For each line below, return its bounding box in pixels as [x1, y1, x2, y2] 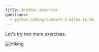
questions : [5, 12, 28, 17]
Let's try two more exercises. [5, 31, 66, 37]
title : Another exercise [5, 7, 58, 13]
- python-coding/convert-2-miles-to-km [10, 17, 94, 22]
